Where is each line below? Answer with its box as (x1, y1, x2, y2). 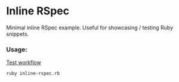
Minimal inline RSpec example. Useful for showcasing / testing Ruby (6, 24, 174, 31)
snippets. (6, 30, 29, 37)
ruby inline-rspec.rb (6, 71, 60, 77)
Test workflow (6, 59, 41, 66)
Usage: (6, 45, 28, 53)
